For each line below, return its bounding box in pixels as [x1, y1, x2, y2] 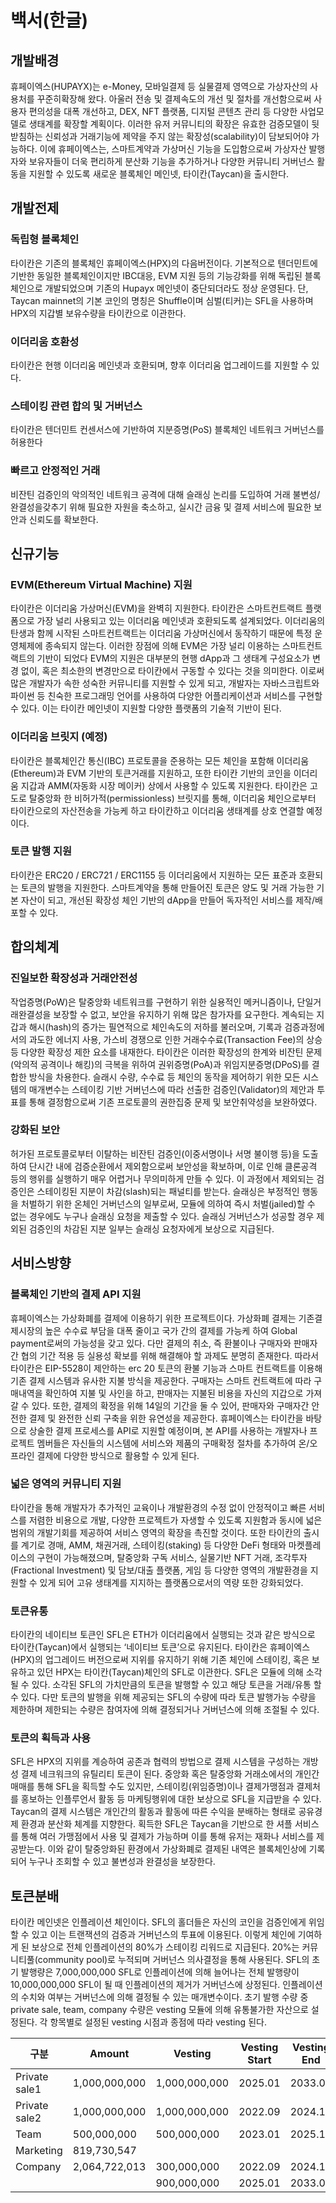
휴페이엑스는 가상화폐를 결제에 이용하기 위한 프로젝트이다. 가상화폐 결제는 [10, 1312, 297, 1324]
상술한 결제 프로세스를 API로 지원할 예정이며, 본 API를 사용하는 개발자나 [28, 1424, 308, 1436]
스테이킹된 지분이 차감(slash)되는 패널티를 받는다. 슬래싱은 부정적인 [36, 1185, 300, 1197]
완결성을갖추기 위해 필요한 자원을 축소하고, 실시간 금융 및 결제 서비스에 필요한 [10, 501, 312, 513]
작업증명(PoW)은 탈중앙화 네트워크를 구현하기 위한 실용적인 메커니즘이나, [10, 996, 295, 1008]
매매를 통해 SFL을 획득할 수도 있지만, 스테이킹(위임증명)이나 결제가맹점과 [10, 1781, 295, 1793]
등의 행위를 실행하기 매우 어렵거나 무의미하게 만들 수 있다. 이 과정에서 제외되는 [10, 1172, 315, 1185]
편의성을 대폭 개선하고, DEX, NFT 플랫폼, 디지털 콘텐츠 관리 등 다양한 [28, 106, 298, 117]
